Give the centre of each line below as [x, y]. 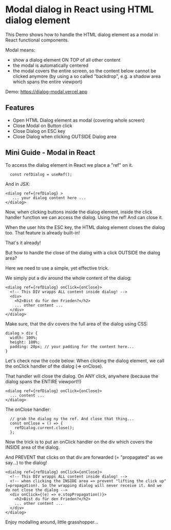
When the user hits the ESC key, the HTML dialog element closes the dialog [85, 227]
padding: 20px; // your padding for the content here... [72, 347]
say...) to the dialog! [26, 462]
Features [20, 108]
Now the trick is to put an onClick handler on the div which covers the [79, 442]
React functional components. [37, 40]
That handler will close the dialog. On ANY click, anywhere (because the [82, 376]
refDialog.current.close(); [44, 428]
